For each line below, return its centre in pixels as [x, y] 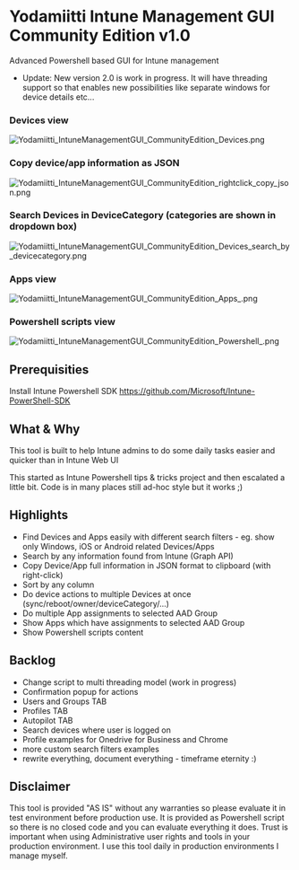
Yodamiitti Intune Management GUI [142, 17]
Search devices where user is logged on [97, 730]
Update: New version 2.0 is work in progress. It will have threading [145, 77]
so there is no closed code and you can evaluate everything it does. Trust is [149, 827]
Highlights [39, 515]
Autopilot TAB [47, 720]
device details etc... [58, 97]
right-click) [43, 575]
